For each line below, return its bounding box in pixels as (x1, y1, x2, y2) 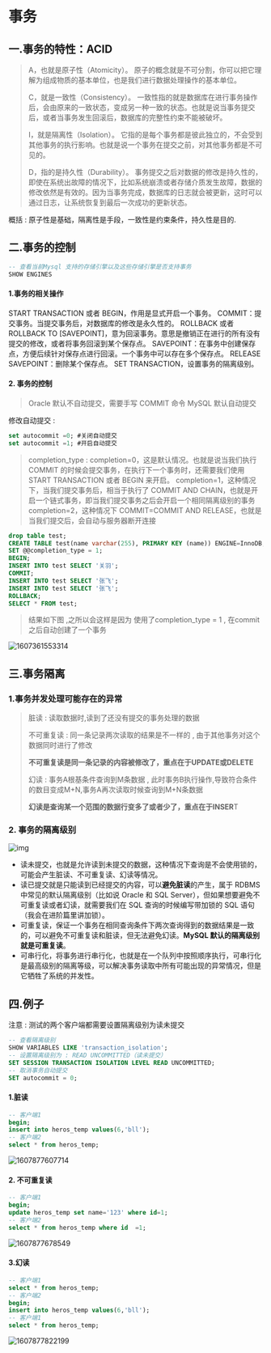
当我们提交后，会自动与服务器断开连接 (28, 515, 156, 525)
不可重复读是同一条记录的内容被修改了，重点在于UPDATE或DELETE (28, 757, 254, 767)
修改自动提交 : (8, 415, 55, 425)
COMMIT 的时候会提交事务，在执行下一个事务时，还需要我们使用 (28, 464, 245, 474)
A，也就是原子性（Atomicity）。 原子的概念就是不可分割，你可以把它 (28, 66, 255, 74)
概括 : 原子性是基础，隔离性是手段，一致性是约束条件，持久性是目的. (8, 215, 236, 224)
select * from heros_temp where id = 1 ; (8, 1224, 147, 1232)
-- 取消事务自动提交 (8, 1066, 68, 1075)
